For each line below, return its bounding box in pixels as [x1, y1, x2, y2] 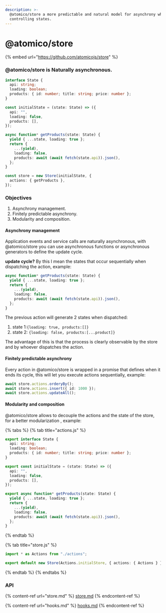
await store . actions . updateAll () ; [5, 390, 77, 396]
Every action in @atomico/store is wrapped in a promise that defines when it [5, 367, 161, 373]
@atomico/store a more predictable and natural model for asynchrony [9, 12, 156, 17]
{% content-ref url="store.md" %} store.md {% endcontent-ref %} [5, 593, 140, 599]
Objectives [5, 194, 32, 201]
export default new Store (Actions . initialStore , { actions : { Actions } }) [5, 561, 165, 566]
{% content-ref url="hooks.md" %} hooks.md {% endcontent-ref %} [5, 603, 145, 609]
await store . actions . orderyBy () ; [5, 381, 74, 386]
